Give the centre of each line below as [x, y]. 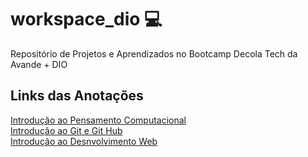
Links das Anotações [77, 96]
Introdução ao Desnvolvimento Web [84, 141]
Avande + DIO [39, 64]
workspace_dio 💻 [86, 19]
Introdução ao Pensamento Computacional [98, 120]
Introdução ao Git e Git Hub [66, 130]
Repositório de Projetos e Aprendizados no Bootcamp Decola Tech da [154, 53]
